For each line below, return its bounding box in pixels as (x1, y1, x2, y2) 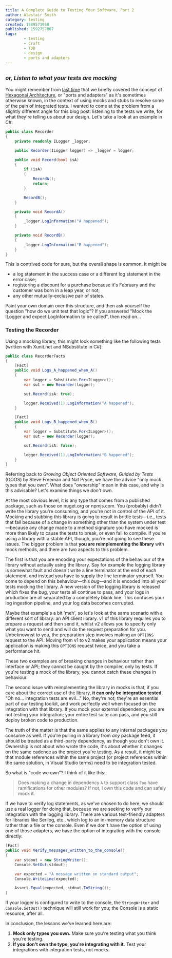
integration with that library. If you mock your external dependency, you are (5, 706, 165, 712)
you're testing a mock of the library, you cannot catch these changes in (5, 669, 157, 675)
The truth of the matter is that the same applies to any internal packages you (5, 727, 167, 733)
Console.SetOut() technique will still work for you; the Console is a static (5, 905, 159, 911)
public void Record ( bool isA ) (14, 157, 80, 162)
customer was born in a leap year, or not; (12, 287, 100, 294)
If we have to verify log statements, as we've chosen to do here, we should (5, 800, 164, 807)
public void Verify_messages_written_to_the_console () (5, 848, 125, 853)
